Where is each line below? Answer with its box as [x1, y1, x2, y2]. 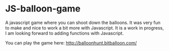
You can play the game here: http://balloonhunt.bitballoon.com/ [5, 39, 137, 45]
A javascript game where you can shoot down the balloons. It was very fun [5, 19, 160, 25]
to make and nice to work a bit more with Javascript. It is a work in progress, [5, 24, 164, 30]
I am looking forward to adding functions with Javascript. [5, 30, 124, 36]
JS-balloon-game [5, 3, 81, 14]
